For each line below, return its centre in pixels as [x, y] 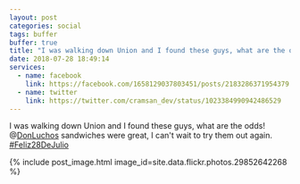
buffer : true [33, 42]
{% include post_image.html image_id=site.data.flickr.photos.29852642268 [148, 163]
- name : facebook [50, 76]
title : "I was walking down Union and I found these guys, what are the [147, 51]
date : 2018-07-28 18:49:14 [59, 59]
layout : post [33, 17]
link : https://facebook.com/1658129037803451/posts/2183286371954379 [158, 84]
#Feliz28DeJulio [39, 145]
